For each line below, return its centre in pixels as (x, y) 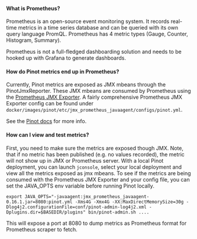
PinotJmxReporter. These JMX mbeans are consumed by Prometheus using (98, 91)
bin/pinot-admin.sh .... (119, 212)
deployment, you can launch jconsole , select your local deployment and (94, 167)
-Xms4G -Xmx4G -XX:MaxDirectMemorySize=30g (129, 202)
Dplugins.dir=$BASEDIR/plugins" (46, 212)
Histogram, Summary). (34, 40)
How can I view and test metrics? (48, 135)
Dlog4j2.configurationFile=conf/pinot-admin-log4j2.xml (76, 207)
